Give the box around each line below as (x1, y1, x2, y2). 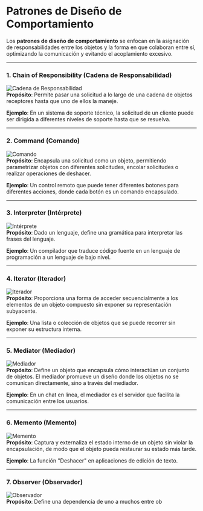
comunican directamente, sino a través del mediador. (6, 379, 139, 387)
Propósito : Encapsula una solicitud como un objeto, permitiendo (6, 156, 167, 164)
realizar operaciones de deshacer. (6, 170, 92, 177)
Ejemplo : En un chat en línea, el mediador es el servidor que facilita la (6, 391, 180, 398)
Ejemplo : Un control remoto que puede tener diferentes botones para (6, 181, 179, 189)
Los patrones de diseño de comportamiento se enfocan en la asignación (6, 37, 190, 44)
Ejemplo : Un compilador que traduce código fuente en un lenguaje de (6, 247, 181, 254)
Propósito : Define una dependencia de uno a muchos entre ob (6, 498, 163, 506)
